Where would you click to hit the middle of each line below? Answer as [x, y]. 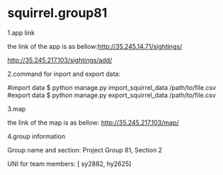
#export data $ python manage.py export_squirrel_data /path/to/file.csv [111, 95]
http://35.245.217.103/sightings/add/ [60, 60]
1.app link [21, 33]
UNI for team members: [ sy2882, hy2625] [69, 164]
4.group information [36, 136]
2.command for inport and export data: [64, 74]
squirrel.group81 [57, 13]
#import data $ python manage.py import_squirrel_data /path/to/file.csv [112, 87]
